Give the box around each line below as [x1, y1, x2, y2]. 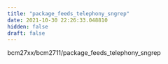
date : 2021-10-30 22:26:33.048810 [7, 17, 108, 24]
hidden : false [7, 23, 49, 30]
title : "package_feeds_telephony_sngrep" [7, 10, 130, 17]
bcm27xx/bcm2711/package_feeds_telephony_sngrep [7, 49, 161, 57]
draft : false [7, 29, 45, 37]
